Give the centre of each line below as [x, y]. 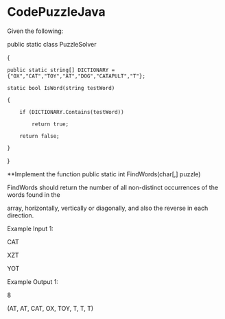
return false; [39, 136]
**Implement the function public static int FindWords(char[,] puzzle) [104, 174]
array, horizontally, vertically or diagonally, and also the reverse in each [108, 208]
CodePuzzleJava [57, 12]
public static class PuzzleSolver [52, 44]
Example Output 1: [33, 281]
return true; [50, 124]
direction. [21, 215]
